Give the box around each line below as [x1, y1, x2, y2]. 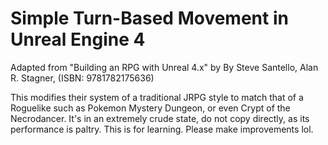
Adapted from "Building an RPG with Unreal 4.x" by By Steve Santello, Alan [10, 61, 319, 73]
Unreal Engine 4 [10, 28, 146, 51]
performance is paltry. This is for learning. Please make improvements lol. [10, 123, 314, 135]
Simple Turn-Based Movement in [10, 7, 289, 30]
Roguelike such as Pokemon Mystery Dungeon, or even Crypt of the [10, 102, 291, 114]
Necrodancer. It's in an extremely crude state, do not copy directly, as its [10, 112, 310, 124]
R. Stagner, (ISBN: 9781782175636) [10, 72, 155, 84]
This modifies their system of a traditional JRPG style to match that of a [10, 91, 304, 103]
